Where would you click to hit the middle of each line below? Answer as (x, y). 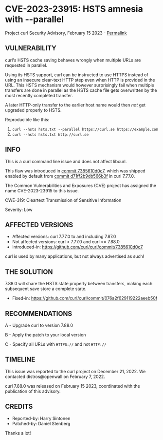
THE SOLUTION (29, 272)
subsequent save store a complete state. (46, 289)
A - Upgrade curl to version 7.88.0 (39, 325)
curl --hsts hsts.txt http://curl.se (50, 135)
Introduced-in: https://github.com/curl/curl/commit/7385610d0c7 (77, 247)
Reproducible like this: (27, 119)
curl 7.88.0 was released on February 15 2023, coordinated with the (72, 386)
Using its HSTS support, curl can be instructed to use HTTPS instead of (77, 75)
